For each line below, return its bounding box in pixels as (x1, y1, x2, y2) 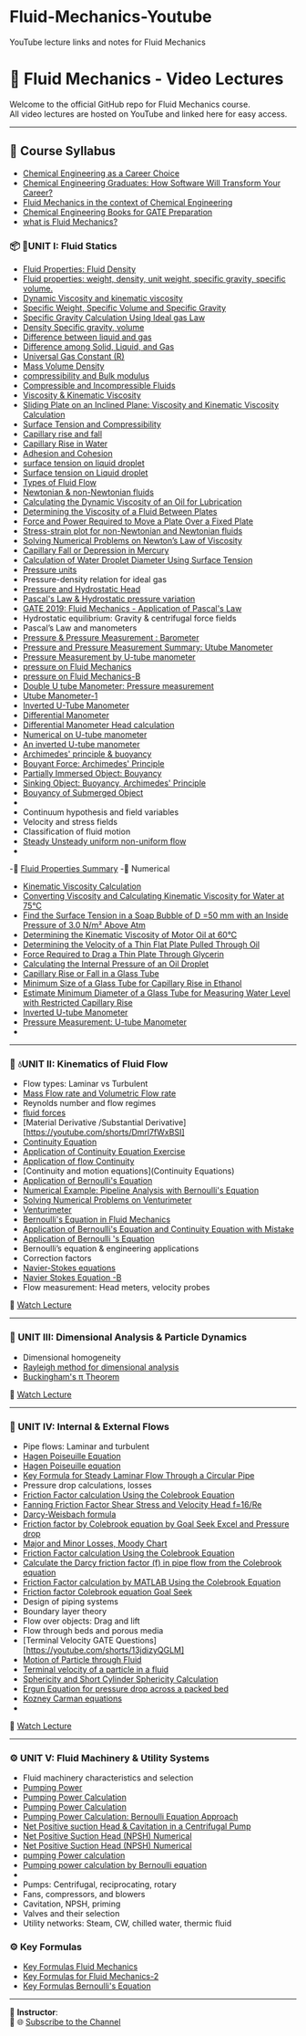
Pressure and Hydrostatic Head (22, 583, 141, 594)
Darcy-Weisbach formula (22, 1509, 117, 1519)
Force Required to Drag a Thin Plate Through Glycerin (22, 948, 225, 959)
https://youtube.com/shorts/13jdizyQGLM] (25, 1644, 185, 1655)
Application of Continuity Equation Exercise (22, 1146, 186, 1157)
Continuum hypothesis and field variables (22, 806, 179, 818)
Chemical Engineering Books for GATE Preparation (22, 206, 213, 217)
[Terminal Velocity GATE (22, 1634, 114, 1645)
